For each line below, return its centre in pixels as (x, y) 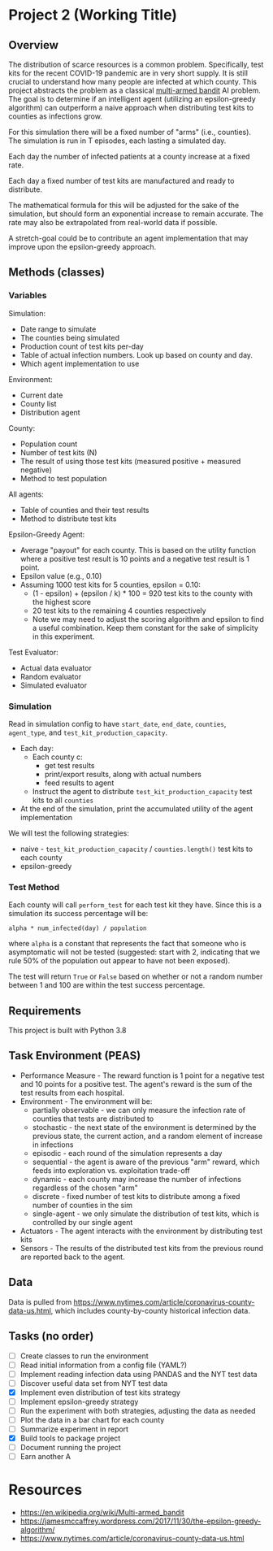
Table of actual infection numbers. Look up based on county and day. (136, 354)
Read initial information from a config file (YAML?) (103, 1365)
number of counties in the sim (82, 1205)
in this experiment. (63, 636)
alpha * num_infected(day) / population (78, 928)
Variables (28, 296)
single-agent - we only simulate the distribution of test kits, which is (146, 1214)
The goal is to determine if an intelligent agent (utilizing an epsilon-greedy (132, 99)
